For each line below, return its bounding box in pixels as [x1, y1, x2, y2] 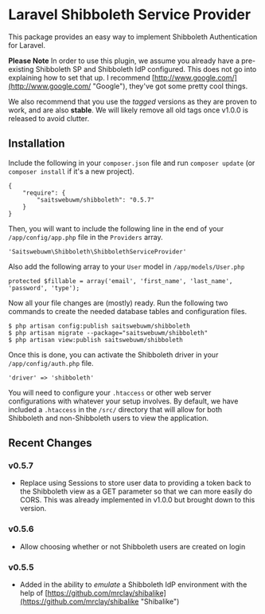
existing [8, 64, 34, 73]
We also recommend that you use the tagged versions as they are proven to [8, 96, 257, 106]
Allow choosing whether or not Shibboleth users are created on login [19, 541, 246, 551]
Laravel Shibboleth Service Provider [8, 6, 251, 24]
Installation [8, 137, 65, 151]
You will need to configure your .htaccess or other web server [8, 388, 212, 397]
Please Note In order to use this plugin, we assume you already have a [8, 56, 240, 65]
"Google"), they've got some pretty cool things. [92, 81, 248, 91]
